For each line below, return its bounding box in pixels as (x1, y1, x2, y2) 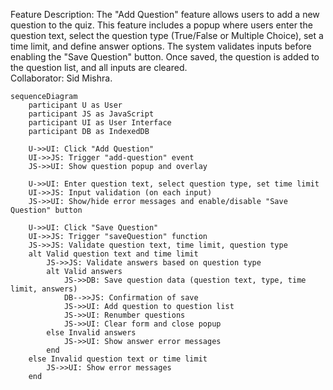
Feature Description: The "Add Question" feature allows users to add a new (10, 9, 320, 20)
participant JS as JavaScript (28, 109, 155, 119)
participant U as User (28, 100, 123, 110)
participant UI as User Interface (28, 118, 172, 128)
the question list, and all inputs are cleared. (10, 62, 188, 73)
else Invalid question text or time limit (28, 354, 208, 364)
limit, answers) (10, 284, 78, 294)
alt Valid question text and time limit (28, 249, 199, 259)
